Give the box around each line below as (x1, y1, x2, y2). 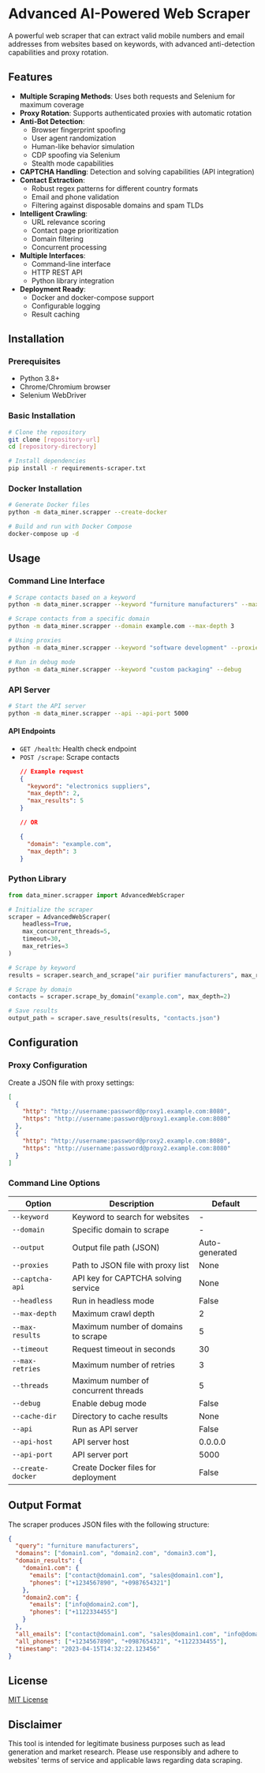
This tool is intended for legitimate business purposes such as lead (8, 1739, 226, 1749)
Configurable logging (31, 301, 101, 310)
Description (109, 1198, 155, 1209)
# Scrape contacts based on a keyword (8, 593, 136, 601)
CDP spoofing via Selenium (31, 150, 121, 159)
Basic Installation (8, 410, 76, 421)
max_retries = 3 (22, 942, 69, 951)
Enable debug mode (72, 1397, 147, 1408)
